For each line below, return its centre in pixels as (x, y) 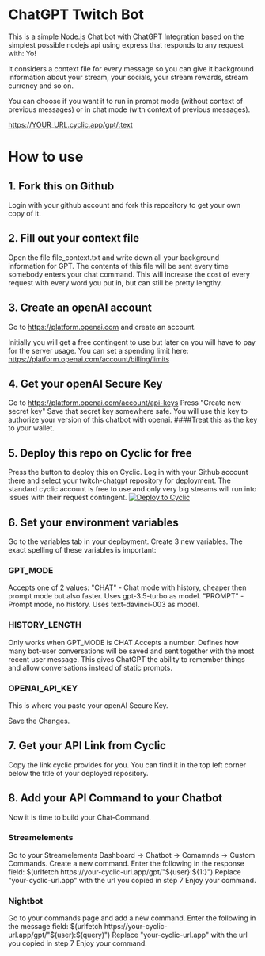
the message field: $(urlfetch (55, 927)
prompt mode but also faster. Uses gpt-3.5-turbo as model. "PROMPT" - (126, 596)
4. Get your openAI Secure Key (86, 383)
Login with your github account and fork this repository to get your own (125, 205)
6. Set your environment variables (94, 522)
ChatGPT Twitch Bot (76, 15)
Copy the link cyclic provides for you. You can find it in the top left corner (127, 765)
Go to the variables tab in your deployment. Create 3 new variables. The (125, 541)
